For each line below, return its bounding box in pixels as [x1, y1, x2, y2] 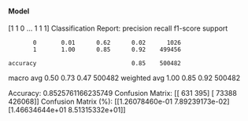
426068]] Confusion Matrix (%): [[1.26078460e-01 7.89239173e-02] [8, 97, 230, 106]
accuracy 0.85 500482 [8, 60, 181, 68]
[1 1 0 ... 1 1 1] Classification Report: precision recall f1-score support [8, 24, 228, 33]
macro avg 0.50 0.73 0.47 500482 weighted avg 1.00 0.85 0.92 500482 [8, 73, 241, 82]
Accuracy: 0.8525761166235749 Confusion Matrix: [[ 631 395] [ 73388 [8, 89, 238, 98]
